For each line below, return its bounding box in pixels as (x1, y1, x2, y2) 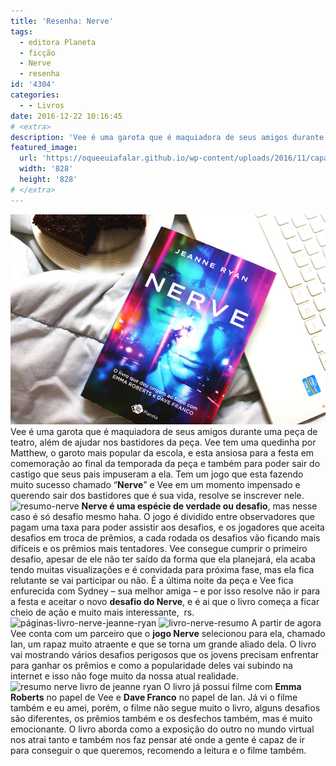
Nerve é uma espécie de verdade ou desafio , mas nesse (81, 500, 318, 512)
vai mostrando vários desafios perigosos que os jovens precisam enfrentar (10, 648, 320, 660)
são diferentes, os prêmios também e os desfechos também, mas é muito (10, 712, 313, 724)
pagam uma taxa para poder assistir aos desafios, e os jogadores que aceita (10, 521, 325, 533)
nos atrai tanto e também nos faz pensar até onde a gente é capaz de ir (10, 733, 305, 745)
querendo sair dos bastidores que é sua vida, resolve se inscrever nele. (10, 489, 305, 501)
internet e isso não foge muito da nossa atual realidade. (10, 670, 240, 682)
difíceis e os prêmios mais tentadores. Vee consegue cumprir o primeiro (10, 542, 308, 554)
